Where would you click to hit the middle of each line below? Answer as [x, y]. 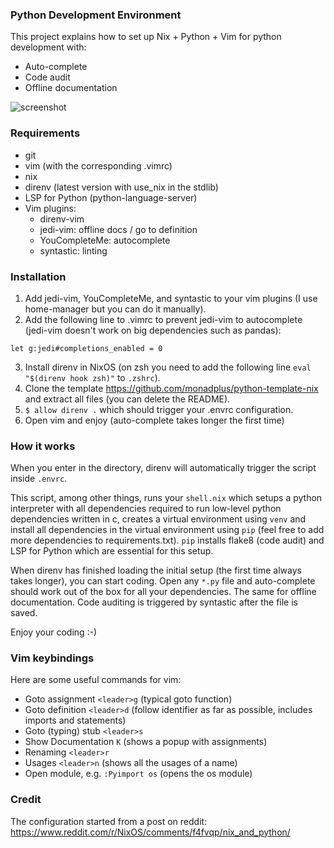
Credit [26, 800]
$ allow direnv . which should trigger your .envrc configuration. [159, 409]
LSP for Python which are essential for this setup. [112, 551]
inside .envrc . [39, 479]
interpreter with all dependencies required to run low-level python [146, 509]
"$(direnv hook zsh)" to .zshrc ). [92, 377]
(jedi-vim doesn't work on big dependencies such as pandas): [153, 330]
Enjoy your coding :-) [54, 632]
